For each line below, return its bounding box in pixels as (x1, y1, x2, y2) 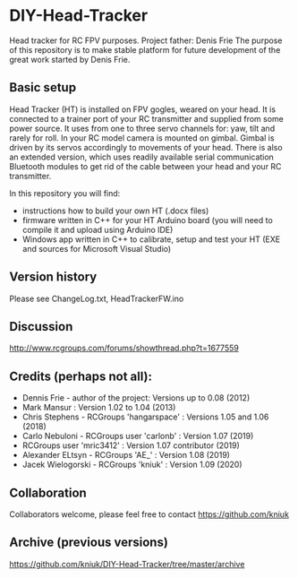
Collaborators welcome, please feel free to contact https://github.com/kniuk (9, 509, 289, 520)
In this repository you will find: (9, 187, 121, 198)
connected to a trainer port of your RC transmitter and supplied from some (9, 113, 285, 124)
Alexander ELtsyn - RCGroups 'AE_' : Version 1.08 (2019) (21, 450, 231, 461)
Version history (9, 270, 98, 285)
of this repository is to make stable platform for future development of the (9, 44, 281, 55)
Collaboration (9, 485, 87, 500)
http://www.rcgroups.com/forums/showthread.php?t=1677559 (9, 342, 239, 354)
